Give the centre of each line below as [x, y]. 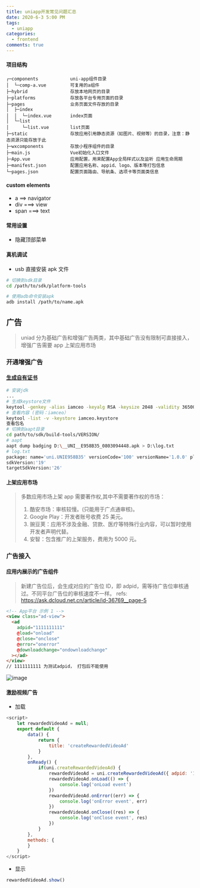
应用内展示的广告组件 [32, 571]
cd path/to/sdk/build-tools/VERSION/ [53, 435]
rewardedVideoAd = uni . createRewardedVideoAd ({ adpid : [118, 773]
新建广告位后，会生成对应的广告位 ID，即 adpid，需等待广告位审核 [102, 586]
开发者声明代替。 [51, 532]
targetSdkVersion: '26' [34, 468]
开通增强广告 [25, 362]
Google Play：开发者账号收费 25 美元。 [78, 517]
